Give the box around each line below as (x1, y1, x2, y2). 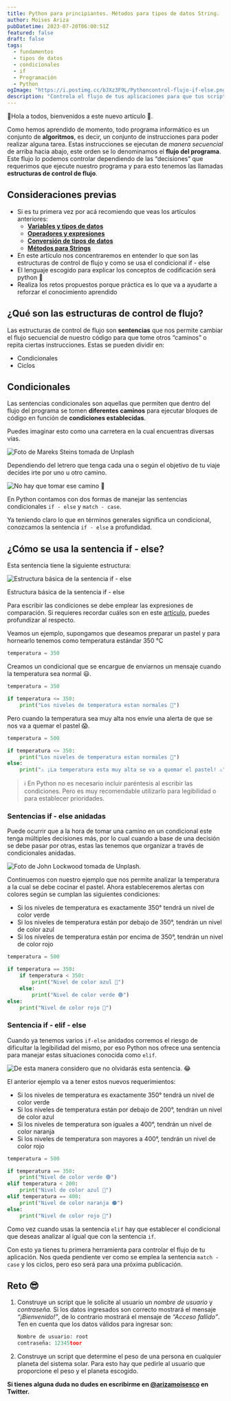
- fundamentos (13, 49, 54, 56)
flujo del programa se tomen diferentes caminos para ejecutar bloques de (7, 406, 218, 415)
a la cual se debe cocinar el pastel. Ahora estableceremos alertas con (7, 883, 205, 891)
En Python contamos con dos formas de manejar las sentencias (7, 495, 188, 503)
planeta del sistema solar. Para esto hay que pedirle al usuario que (16, 1360, 206, 1368)
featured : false (7, 29, 54, 36)
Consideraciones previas (7, 189, 117, 201)
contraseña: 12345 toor (16, 1340, 82, 1347)
